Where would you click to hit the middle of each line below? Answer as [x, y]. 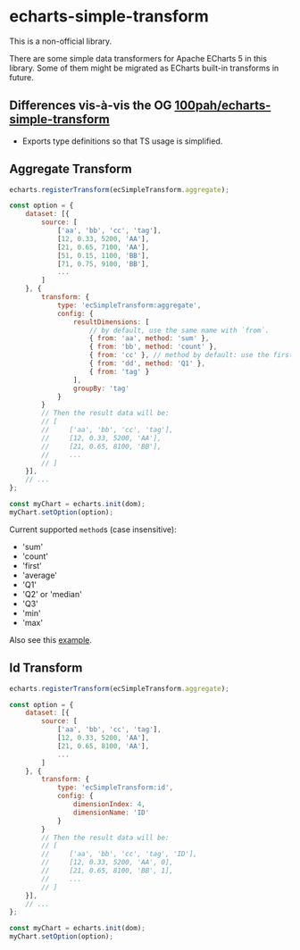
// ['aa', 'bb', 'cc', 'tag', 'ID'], [120, 854]
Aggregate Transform [71, 169]
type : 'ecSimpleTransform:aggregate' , [129, 305]
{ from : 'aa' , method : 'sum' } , [149, 338]
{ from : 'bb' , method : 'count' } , [153, 347]
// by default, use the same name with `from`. [179, 330]
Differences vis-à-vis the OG [91, 106]
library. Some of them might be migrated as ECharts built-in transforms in [144, 68]
